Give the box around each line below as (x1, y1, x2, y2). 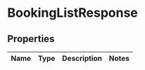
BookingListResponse (7, 5, 139, 21)
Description (62, 54, 102, 63)
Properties (7, 33, 55, 45)
